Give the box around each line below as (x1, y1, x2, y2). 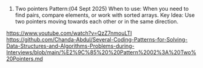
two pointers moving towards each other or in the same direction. (15, 18, 179, 25)
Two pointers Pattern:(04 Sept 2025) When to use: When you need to (15, 5, 189, 12)
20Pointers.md (6, 55, 44, 62)
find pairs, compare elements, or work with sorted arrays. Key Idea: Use (15, 11, 195, 19)
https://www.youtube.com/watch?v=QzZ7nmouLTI (6, 29, 132, 37)
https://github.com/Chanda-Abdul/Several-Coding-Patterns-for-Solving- (6, 36, 188, 43)
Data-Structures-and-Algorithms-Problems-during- (6, 42, 135, 49)
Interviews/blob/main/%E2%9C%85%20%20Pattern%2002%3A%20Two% (6, 49, 197, 56)
